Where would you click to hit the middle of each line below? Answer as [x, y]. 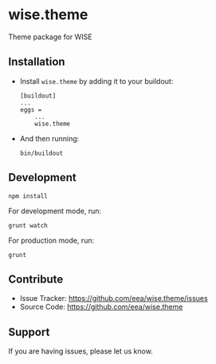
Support [29, 332]
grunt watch [28, 225]
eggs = [31, 109]
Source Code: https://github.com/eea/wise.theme [101, 307]
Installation [37, 62]
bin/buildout [41, 153]
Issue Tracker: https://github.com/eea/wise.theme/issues [114, 299]
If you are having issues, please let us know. [81, 351]
